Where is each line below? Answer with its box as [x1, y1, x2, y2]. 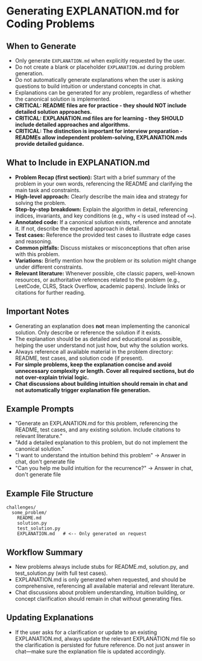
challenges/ [6, 504, 36, 510]
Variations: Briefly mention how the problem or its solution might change [14, 257, 197, 264]
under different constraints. [14, 263, 83, 271]
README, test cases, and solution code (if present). [14, 354, 144, 362]
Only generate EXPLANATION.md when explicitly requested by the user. [14, 57, 186, 64]
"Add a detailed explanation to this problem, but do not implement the [14, 439, 188, 446]
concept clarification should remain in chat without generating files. [14, 595, 183, 603]
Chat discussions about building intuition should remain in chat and [14, 380, 188, 387]
